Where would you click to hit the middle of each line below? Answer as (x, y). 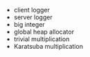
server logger (33, 17)
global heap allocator (44, 32)
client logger (31, 10)
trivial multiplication (42, 39)
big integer (29, 24)
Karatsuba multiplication (48, 46)
